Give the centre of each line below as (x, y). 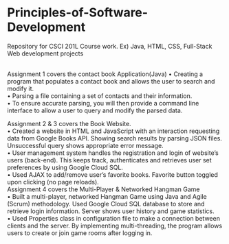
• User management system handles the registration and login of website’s (113, 153)
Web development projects (45, 53)
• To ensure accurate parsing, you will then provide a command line (103, 103)
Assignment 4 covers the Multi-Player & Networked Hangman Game (103, 189)
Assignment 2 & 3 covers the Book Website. (69, 123)
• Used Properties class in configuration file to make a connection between (113, 218)
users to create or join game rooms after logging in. (80, 233)
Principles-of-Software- (78, 13)
